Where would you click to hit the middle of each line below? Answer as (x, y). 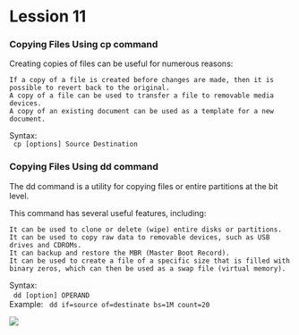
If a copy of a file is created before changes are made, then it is (142, 80)
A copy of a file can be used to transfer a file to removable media (142, 96)
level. (19, 196)
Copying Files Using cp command (84, 45)
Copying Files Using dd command (84, 167)
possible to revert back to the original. (90, 88)
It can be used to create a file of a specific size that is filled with (150, 261)
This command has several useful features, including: (108, 213)
